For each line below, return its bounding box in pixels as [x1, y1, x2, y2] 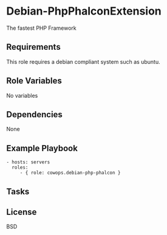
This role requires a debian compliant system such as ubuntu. [6, 58, 160, 65]
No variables [6, 92, 38, 99]
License [6, 206, 37, 217]
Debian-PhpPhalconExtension [6, 4, 162, 18]
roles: [12, 165, 29, 171]
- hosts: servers [6, 159, 50, 165]
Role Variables [6, 76, 62, 86]
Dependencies [6, 109, 63, 120]
